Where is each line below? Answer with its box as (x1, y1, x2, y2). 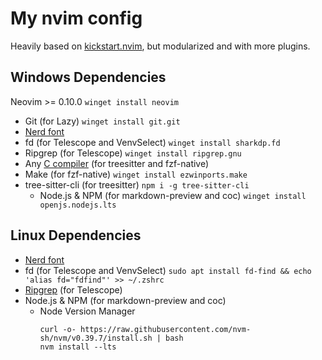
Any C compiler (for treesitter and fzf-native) (24, 157, 210, 169)
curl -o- (39, 324, 77, 334)
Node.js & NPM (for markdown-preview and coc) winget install (39, 189, 307, 201)
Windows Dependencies (10, 69, 167, 86)
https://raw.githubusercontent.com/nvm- (80, 324, 252, 334)
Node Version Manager (39, 305, 136, 317)
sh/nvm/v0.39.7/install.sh (39, 333, 153, 343)
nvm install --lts (39, 342, 117, 352)
